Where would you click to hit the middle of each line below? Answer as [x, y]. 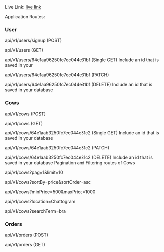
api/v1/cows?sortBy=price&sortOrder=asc [48, 182]
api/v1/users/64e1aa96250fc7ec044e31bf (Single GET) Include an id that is [82, 60]
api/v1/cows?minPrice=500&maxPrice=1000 [50, 192]
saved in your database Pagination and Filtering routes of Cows [70, 163]
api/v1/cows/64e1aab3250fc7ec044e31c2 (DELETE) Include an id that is [79, 157]
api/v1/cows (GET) [24, 123]
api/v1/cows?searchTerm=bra [36, 211]
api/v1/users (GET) [24, 50]
